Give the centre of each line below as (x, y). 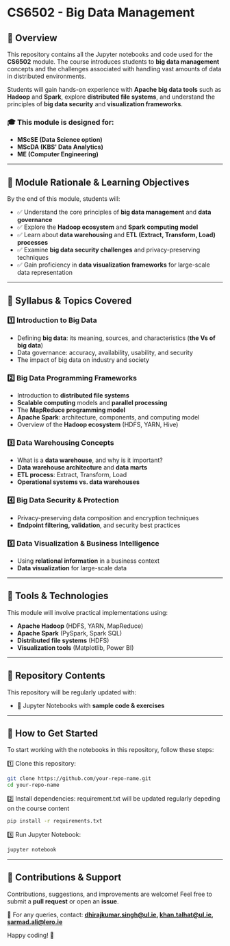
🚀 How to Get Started (53, 733)
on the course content (38, 809)
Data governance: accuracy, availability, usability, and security (105, 352)
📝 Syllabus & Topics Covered (69, 301)
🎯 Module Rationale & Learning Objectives (98, 182)
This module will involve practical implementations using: (88, 612)
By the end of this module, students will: (64, 199)
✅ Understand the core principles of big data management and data (114, 212)
